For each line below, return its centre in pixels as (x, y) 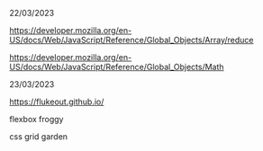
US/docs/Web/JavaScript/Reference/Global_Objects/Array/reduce (131, 40)
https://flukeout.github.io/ (57, 102)
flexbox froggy (36, 119)
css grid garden (39, 137)
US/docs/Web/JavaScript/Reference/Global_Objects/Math (117, 67)
